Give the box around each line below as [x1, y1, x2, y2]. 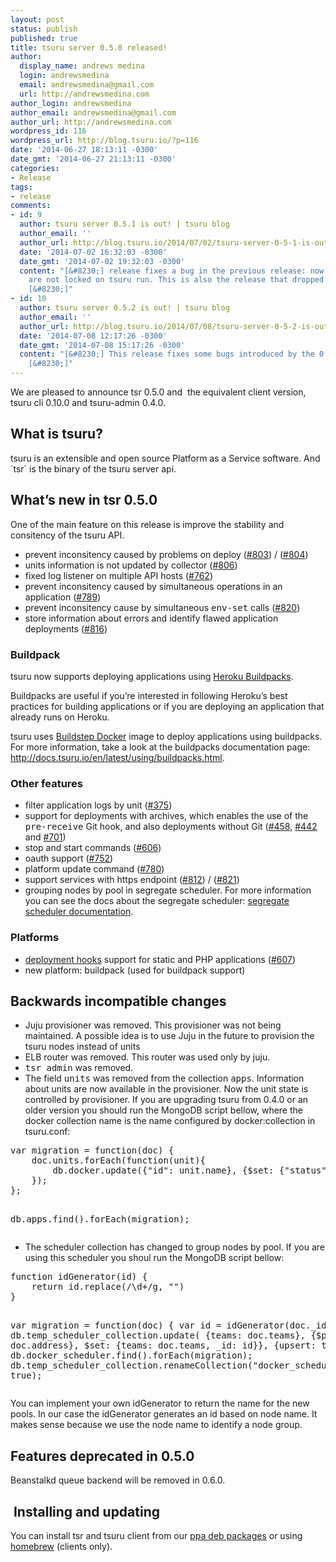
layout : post [10, 14, 65, 25]
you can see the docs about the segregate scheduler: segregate [24, 895, 290, 907]
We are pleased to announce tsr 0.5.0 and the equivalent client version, [10, 386, 307, 398]
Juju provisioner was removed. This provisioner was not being [24, 1019, 282, 1031]
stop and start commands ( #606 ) [24, 842, 162, 854]
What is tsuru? [10, 426, 103, 443]
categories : [10, 163, 60, 173]
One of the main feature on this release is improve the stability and [10, 518, 285, 530]
